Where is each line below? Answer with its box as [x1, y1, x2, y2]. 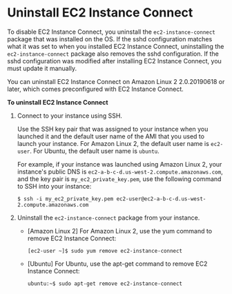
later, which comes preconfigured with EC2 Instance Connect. [7, 85, 184, 93]
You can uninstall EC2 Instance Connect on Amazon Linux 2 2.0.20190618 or [7, 77, 225, 85]
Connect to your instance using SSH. [17, 112, 123, 120]
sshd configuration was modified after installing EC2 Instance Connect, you [7, 56, 222, 65]
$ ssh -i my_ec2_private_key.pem [17, 195, 114, 202]
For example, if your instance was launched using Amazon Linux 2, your [17, 160, 222, 168]
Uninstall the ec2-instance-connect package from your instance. [17, 213, 200, 222]
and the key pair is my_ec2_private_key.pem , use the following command [17, 174, 222, 183]
